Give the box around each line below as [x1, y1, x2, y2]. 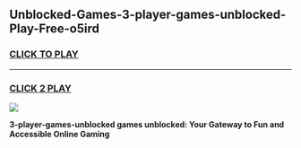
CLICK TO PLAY [9, 48, 79, 61]
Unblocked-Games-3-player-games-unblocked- [9, 7, 287, 22]
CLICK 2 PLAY [9, 82, 72, 94]
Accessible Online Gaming [9, 128, 110, 139]
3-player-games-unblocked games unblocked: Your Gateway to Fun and [9, 118, 285, 129]
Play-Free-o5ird [9, 22, 100, 37]
